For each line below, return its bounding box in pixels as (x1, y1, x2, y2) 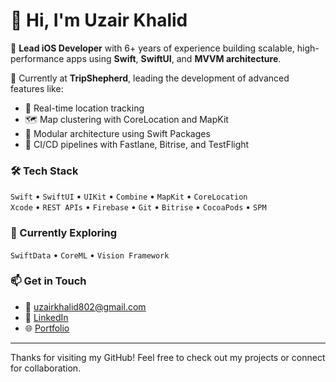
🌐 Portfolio (24, 322, 70, 334)
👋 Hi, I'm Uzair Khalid (10, 9, 188, 32)
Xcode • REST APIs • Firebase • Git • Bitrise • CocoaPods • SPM (10, 201, 267, 213)
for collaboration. (10, 362, 82, 374)
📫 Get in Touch (10, 274, 87, 288)
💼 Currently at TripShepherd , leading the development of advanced (10, 72, 290, 84)
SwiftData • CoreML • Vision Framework (10, 249, 170, 261)
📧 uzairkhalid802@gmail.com (24, 300, 147, 313)
